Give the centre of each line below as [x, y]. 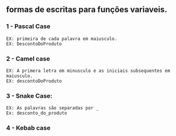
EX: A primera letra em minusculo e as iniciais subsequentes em [88, 71]
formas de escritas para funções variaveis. [87, 10]
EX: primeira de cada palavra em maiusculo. [62, 39]
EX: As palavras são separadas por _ [53, 108]
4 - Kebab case [28, 128]
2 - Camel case [28, 58]
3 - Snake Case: [30, 95]
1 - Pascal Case [28, 26]
